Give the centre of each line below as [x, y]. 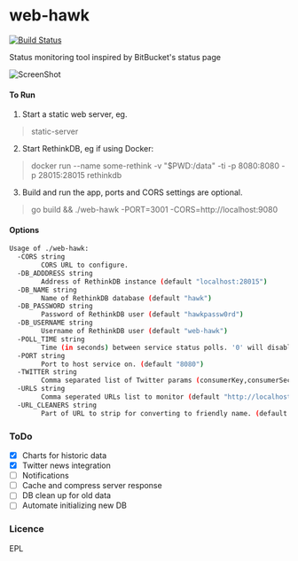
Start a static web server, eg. [74, 114]
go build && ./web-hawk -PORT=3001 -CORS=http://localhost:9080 [154, 210]
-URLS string [41, 389]
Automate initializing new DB [74, 505]
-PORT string [41, 355]
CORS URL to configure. [85, 265]
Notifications [45, 476]
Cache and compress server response [92, 486]
